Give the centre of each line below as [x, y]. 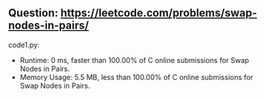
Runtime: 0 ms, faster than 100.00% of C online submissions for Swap [134, 60]
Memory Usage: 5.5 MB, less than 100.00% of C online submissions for [136, 77]
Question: [33, 13]
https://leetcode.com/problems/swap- [158, 13]
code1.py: [24, 45]
